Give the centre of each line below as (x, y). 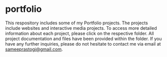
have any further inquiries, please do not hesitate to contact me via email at (83, 44)
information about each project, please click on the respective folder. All (79, 33)
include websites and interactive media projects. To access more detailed (81, 28)
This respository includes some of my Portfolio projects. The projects (76, 23)
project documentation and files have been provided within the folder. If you (83, 39)
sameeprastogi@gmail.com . (34, 49)
